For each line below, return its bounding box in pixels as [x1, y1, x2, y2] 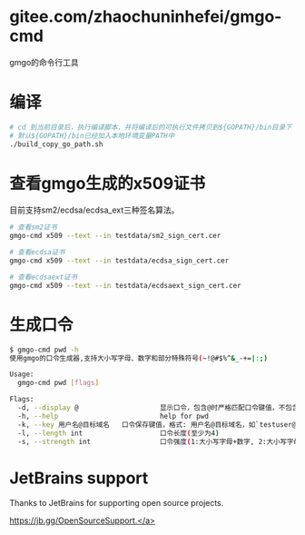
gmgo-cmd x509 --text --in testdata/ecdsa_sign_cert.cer [9, 256, 230, 265]
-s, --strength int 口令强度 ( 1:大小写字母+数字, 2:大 [17, 437, 274, 446]
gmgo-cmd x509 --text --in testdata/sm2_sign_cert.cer [9, 232, 221, 241]
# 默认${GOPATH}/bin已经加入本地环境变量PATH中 [9, 131, 175, 140]
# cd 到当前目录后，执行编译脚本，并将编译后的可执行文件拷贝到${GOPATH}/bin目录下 [9, 123, 292, 132]
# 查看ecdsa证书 [9, 248, 65, 257]
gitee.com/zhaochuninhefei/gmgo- [9, 6, 282, 27]
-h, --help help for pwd [17, 411, 209, 421]
